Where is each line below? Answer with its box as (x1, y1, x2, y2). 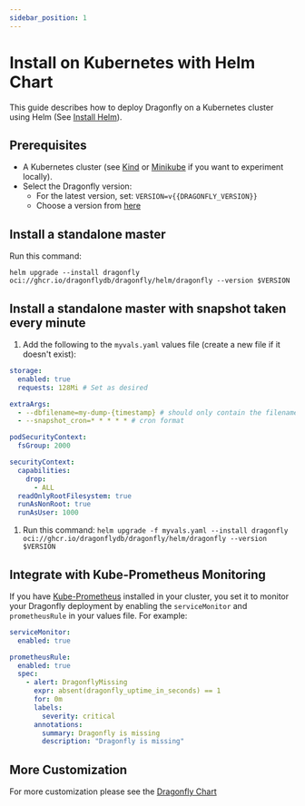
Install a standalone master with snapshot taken (9, 300, 287, 316)
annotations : (33, 720, 84, 729)
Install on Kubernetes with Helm (9, 52, 256, 73)
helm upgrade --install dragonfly (9, 269, 141, 278)
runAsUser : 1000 (17, 508, 79, 517)
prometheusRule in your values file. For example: (9, 610, 188, 621)
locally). (22, 172, 53, 182)
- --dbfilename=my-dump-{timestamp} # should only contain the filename (17, 408, 299, 418)
